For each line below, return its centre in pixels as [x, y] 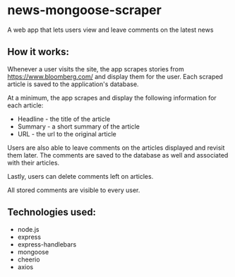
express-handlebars [47, 244]
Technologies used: [52, 212]
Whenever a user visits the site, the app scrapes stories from [96, 69]
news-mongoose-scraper [85, 10]
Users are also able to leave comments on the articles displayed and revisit [116, 148]
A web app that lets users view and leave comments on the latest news [110, 30]
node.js [29, 229]
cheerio [29, 259]
